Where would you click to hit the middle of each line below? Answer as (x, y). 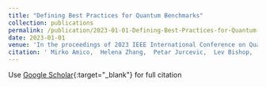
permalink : (26, 30)
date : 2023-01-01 (37, 38)
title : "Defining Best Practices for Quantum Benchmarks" (106, 15)
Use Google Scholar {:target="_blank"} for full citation (95, 75)
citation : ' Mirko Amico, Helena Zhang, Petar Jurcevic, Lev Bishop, (131, 52)
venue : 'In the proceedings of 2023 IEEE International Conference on (127, 45)
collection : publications (51, 23)
